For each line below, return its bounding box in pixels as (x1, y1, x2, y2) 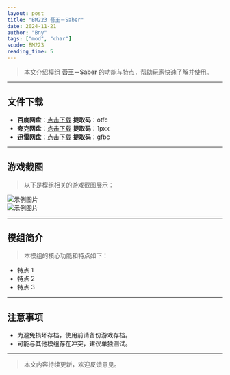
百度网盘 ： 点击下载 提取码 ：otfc (16, 116, 108, 124)
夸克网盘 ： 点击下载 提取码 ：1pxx (16, 124, 110, 132)
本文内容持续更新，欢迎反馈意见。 (23, 361, 120, 369)
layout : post (7, 10, 44, 17)
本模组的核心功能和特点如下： (23, 251, 108, 260)
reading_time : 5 (7, 49, 53, 55)
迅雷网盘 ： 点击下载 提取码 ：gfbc (16, 133, 111, 141)
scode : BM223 (7, 42, 44, 49)
